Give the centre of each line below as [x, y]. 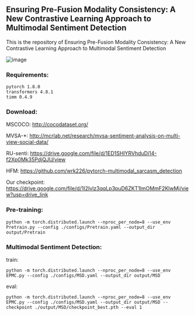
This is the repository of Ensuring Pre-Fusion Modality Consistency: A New [96, 42]
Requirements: [27, 74]
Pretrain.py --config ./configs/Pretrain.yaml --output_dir [81, 227]
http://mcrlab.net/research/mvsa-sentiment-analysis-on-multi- [105, 136]
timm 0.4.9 [19, 97]
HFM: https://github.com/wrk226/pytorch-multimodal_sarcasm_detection [94, 171]
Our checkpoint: [25, 182]
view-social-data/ [27, 142]
